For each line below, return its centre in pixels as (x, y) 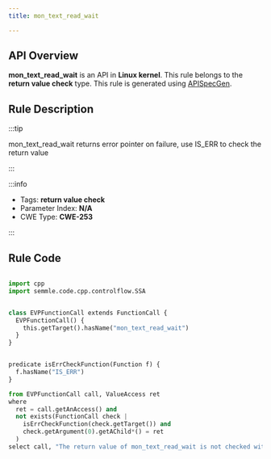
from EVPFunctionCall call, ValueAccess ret (84, 394)
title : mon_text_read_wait (54, 16)
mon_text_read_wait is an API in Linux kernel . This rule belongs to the (126, 75)
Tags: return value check (63, 200)
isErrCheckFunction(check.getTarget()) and (97, 424)
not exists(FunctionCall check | (72, 417)
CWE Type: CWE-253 (56, 217)
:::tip (16, 128)
